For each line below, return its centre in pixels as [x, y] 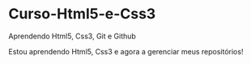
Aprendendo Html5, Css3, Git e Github [72, 36]
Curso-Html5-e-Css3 [82, 14]
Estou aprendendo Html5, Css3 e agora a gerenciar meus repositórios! [126, 51]
